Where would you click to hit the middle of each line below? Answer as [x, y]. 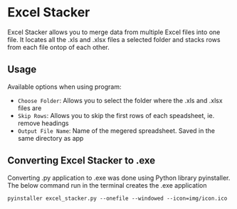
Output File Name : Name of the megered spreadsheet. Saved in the [116, 130]
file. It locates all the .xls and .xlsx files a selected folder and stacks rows [114, 39]
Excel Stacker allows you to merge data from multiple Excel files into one [114, 32]
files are [30, 108]
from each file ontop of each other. [58, 47]
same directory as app [51, 138]
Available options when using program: [64, 87]
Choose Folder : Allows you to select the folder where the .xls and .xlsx [120, 100]
